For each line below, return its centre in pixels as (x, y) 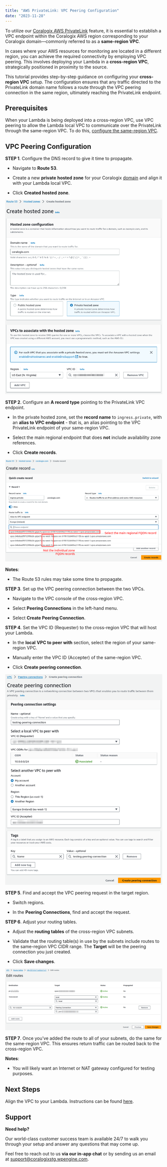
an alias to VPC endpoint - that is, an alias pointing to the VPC (77, 422)
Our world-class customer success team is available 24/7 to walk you (77, 1139)
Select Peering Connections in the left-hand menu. (65, 608)
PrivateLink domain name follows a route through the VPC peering (73, 87)
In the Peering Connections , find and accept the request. (72, 912)
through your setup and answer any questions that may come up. (72, 1144)
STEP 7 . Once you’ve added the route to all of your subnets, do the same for (83, 1038)
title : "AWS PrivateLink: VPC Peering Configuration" (62, 10)
